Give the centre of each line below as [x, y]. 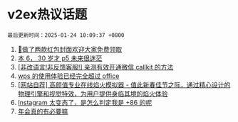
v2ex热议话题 [47, 15]
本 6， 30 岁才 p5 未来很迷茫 [60, 58]
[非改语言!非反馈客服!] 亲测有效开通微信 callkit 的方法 [95, 67]
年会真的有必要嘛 [43, 111]
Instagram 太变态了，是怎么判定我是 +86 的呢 [85, 102]
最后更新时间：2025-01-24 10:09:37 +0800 [66, 35]
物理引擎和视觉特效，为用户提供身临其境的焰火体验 [93, 94]
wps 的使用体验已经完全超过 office [68, 76]
